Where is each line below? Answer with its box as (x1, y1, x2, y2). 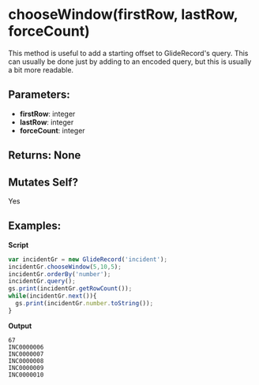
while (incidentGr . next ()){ (8, 292, 97, 301)
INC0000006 (8, 343, 44, 351)
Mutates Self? (8, 175, 79, 189)
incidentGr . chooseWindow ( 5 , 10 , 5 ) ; (8, 263, 122, 271)
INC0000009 (8, 364, 44, 372)
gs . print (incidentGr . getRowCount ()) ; (8, 285, 133, 293)
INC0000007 (8, 349, 44, 358)
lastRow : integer (19, 117, 74, 127)
